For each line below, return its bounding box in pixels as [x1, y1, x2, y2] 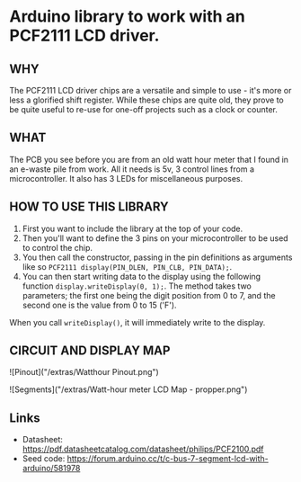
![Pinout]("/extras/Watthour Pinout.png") [9, 367, 159, 378]
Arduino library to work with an [9, 6, 245, 27]
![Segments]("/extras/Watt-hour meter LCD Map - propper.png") [9, 384, 248, 395]
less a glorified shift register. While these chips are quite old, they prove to [9, 94, 285, 105]
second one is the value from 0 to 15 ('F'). [22, 299, 177, 310]
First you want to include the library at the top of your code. [22, 223, 243, 234]
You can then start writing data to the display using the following [22, 271, 261, 281]
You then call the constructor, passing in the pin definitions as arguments [22, 252, 293, 263]
